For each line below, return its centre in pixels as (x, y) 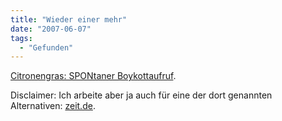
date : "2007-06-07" (51, 29)
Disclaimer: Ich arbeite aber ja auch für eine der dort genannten (141, 95)
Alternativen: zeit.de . (53, 106)
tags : (21, 38)
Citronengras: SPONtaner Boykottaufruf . (93, 76)
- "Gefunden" (46, 47)
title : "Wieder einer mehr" (69, 19)
